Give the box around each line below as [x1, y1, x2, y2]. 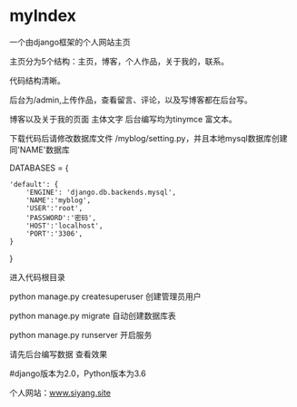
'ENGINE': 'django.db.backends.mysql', [25, 188, 177, 197]
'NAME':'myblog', [25, 196, 92, 205]
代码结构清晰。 [9, 74, 65, 86]
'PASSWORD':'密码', [25, 213, 97, 222]
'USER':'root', [25, 203, 84, 213]
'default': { [9, 179, 59, 189]
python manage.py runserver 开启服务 [9, 329, 153, 340]
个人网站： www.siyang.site [9, 387, 112, 398]
